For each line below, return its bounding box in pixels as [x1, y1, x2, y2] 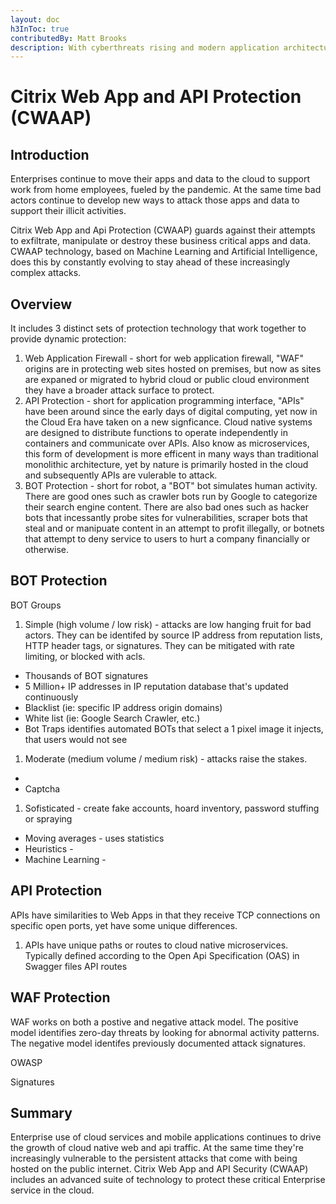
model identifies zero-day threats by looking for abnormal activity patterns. [10, 1026, 320, 1038]
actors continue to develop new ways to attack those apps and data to [10, 194, 300, 206]
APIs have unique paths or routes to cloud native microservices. [24, 939, 289, 951]
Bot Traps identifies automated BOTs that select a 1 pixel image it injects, [24, 722, 324, 735]
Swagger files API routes [24, 960, 128, 972]
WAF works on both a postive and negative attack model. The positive [10, 1016, 299, 1028]
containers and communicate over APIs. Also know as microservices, [24, 437, 310, 450]
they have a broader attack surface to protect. [24, 384, 215, 396]
